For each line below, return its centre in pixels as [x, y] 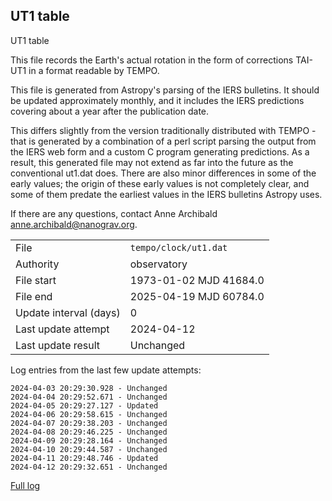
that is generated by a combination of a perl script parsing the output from [163, 141]
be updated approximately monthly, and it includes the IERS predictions [157, 100]
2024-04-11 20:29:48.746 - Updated [84, 458]
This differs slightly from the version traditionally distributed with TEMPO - [163, 130]
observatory [158, 264]
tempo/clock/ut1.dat [178, 247]
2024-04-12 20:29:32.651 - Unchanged [89, 467]
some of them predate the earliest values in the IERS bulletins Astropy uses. [166, 194]
